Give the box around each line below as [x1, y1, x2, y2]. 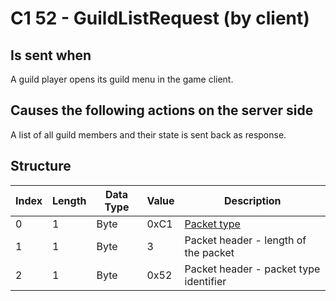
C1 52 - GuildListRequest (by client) [10, 7, 310, 30]
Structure [10, 158, 72, 175]
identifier [184, 274, 227, 288]
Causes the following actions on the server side [10, 102, 314, 119]
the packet [184, 245, 235, 259]
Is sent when [10, 47, 92, 64]
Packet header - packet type [184, 262, 321, 276]
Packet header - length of [184, 233, 307, 247]
